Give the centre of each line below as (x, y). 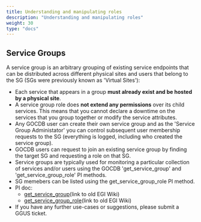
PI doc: (24, 188)
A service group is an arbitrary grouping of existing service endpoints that (97, 67)
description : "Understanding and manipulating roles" (75, 17)
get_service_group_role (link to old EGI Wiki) (78, 201)
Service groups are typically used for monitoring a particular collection (102, 162)
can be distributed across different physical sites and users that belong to (97, 74)
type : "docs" (22, 29)
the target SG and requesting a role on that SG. (73, 156)
